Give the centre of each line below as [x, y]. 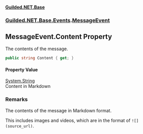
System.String [20, 81]
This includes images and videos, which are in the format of [68, 120]
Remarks [17, 99]
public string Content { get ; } [39, 58]
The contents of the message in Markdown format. [59, 110]
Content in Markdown [28, 86]
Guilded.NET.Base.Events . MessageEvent [58, 20]
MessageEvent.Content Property [59, 36]
